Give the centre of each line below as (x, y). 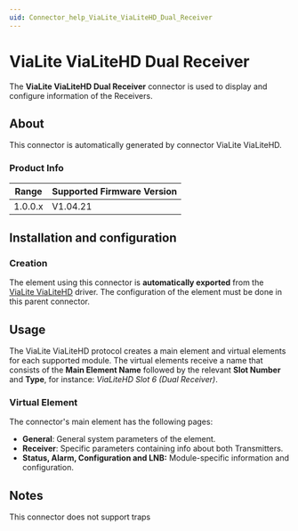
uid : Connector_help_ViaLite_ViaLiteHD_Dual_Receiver (111, 17)
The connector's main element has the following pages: (111, 422)
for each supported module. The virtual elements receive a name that (137, 361)
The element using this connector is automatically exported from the (137, 282)
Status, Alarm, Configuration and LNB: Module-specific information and (156, 458)
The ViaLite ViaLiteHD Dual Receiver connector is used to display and (138, 86)
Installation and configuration (93, 238)
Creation (28, 263)
